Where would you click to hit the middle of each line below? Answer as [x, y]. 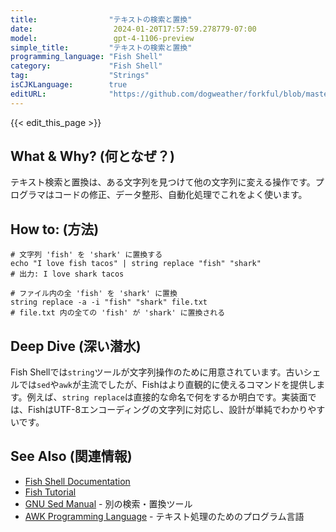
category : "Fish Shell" [86, 66]
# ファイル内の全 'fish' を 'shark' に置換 [94, 294]
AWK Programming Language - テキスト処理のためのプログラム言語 [164, 516]
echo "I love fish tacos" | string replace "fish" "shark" [136, 264]
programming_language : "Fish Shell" [86, 57]
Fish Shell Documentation [77, 481]
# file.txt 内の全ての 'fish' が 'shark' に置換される [118, 313]
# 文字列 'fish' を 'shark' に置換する [86, 255]
